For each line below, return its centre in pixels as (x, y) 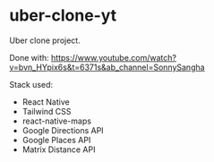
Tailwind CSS (47, 111)
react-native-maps (57, 121)
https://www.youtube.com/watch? (114, 57)
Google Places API (56, 140)
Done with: (29, 57)
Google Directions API (63, 130)
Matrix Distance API (59, 149)
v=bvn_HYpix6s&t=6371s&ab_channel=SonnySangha (107, 67)
